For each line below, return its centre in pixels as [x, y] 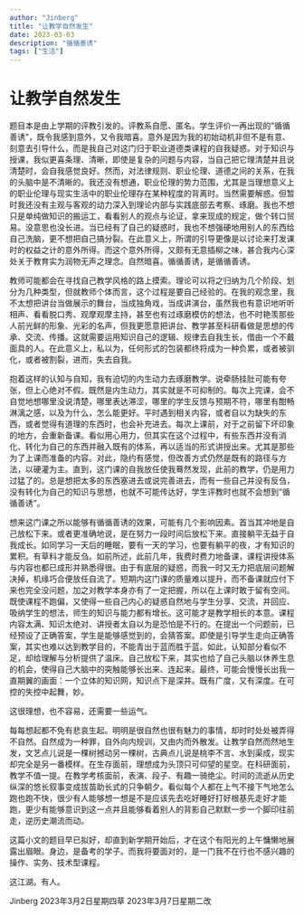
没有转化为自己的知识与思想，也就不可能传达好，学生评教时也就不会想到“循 [150, 492]
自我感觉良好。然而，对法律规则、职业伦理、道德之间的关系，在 [167, 171]
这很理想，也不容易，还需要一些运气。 [81, 712]
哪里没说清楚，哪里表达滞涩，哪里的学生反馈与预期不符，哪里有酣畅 [167, 401]
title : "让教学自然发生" [51, 26]
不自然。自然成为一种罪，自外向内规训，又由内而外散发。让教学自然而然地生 [152, 741]
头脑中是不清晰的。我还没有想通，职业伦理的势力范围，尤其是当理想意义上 [156, 183]
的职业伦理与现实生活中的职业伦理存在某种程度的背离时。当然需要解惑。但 [148, 193]
